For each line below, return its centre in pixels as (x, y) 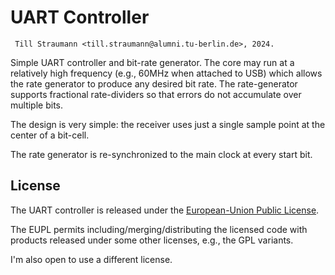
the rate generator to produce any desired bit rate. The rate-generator (154, 83)
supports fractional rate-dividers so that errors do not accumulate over (156, 94)
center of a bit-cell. (50, 135)
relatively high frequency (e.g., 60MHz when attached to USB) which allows (166, 73)
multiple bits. (36, 105)
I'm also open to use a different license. (91, 259)
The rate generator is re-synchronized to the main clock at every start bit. (161, 154)
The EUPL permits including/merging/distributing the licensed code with (159, 229)
